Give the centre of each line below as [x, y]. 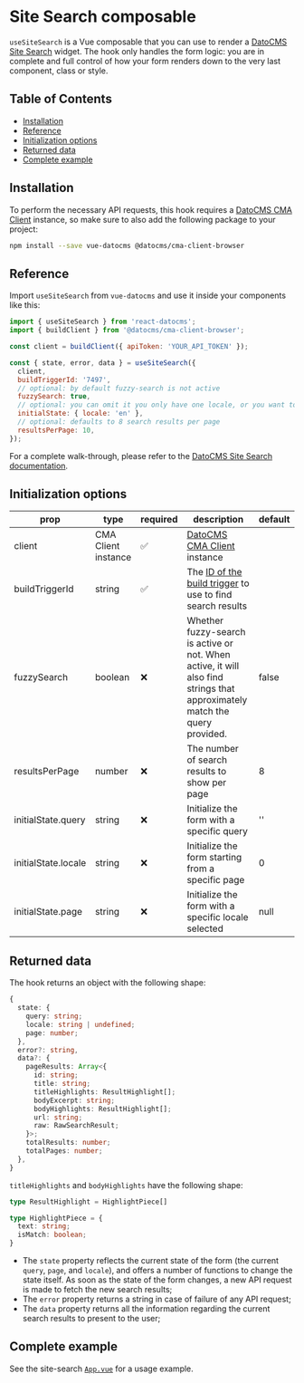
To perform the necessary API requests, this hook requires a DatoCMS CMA [151, 209]
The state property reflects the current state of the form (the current [150, 1260]
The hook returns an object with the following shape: [108, 983]
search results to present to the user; [91, 1318]
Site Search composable [103, 17]
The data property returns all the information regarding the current [146, 1309]
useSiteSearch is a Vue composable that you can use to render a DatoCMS [148, 42]
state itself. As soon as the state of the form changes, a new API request [157, 1280]
